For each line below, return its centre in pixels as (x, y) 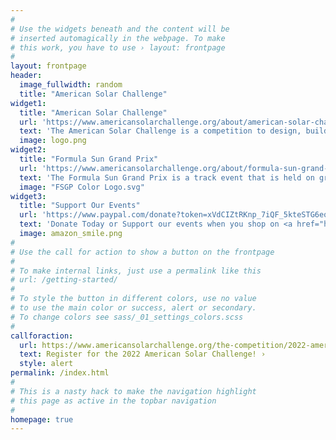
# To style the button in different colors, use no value (133, 299)
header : (26, 76)
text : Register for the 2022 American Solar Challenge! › (143, 354)
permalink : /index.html (60, 373)
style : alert (46, 364)
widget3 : (28, 196)
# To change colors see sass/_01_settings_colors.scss (127, 317)
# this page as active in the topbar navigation (113, 401)
